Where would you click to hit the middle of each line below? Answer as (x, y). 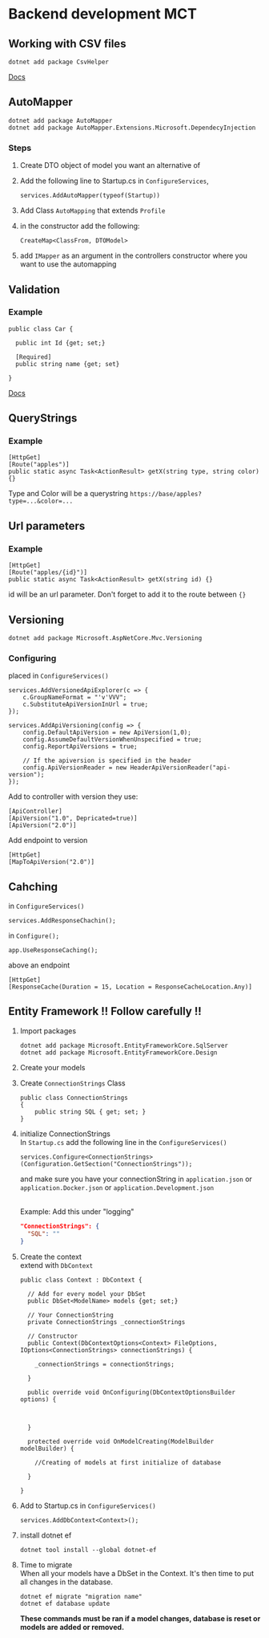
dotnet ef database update (65, 1603)
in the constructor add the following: (80, 226)
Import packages (48, 1031)
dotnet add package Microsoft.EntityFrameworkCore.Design (118, 1053)
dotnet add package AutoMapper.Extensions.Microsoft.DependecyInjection (132, 128)
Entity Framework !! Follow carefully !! (105, 1011)
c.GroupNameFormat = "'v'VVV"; (75, 698)
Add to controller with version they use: (73, 797)
